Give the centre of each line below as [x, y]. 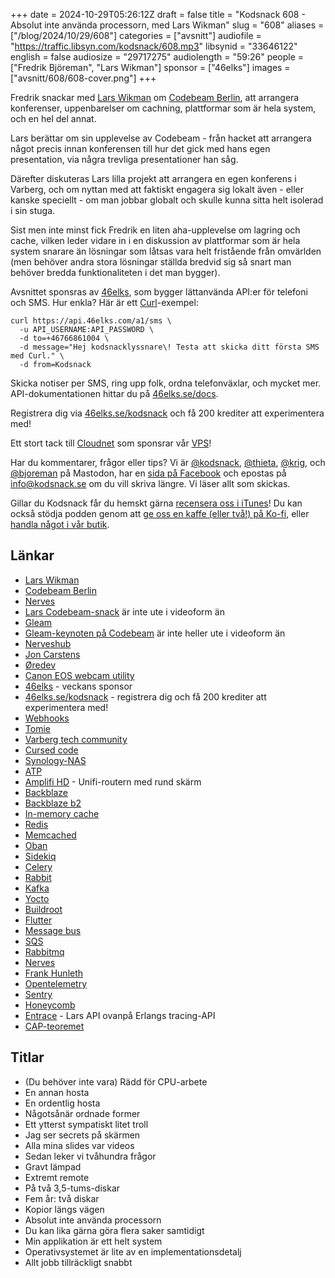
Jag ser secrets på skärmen [82, 1135]
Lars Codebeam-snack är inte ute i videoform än [124, 611]
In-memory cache [62, 813]
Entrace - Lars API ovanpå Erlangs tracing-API [120, 1015]
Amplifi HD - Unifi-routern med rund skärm [113, 781]
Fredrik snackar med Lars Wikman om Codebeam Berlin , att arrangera [155, 97]
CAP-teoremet [54, 1026]
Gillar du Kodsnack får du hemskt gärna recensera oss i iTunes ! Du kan [156, 503]
